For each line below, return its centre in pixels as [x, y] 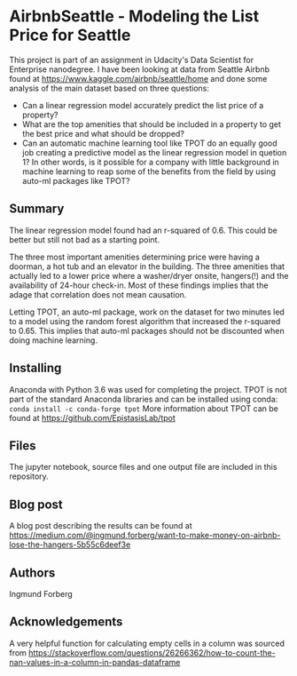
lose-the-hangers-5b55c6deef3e [70, 545]
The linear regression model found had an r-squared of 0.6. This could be [143, 230]
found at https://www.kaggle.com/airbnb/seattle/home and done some [138, 78]
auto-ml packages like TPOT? [76, 180]
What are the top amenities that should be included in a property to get [152, 124]
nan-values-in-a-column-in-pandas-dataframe [95, 662]
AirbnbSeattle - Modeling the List [134, 16]
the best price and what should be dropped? [103, 133]
